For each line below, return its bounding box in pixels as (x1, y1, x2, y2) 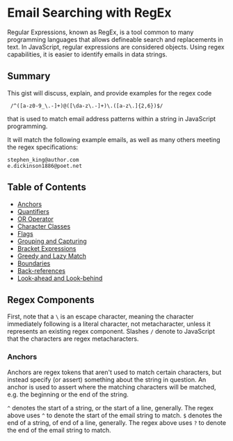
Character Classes (17, 222, 71, 231)
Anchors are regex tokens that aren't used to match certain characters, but (7, 368, 222, 376)
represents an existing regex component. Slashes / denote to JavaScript (7, 327, 216, 336)
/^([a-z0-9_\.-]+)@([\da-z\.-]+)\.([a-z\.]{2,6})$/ (10, 102, 163, 109)
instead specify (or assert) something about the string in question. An (7, 375, 207, 384)
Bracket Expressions (17, 244, 77, 252)
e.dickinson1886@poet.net (7, 162, 82, 169)
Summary (7, 70, 51, 82)
